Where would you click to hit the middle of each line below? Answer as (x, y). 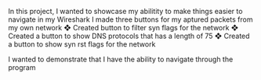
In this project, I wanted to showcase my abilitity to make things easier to (125, 11)
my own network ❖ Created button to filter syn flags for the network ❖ (123, 28)
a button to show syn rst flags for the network (82, 44)
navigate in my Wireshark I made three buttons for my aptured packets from (130, 19)
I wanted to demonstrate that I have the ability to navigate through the (121, 59)
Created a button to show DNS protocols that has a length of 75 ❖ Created (129, 36)
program (22, 68)
